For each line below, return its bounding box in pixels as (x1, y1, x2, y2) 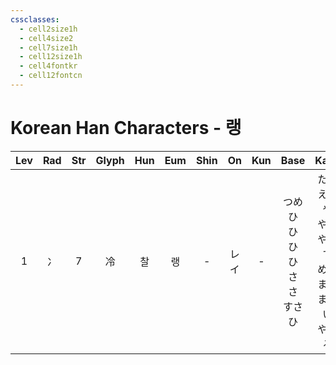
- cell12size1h (19, 52, 83, 62)
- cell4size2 (19, 33, 74, 43)
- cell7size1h (19, 42, 78, 53)
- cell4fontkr (19, 61, 78, 71)
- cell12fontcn (19, 71, 83, 81)
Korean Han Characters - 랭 (10, 117, 242, 140)
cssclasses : (10, 14, 60, 25)
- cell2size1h (19, 24, 78, 34)
